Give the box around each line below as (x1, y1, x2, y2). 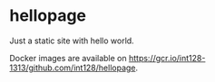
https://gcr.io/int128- (128, 52, 206, 63)
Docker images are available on (9, 52, 127, 63)
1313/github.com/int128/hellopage (9, 62, 136, 73)
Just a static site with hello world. (9, 35, 134, 46)
